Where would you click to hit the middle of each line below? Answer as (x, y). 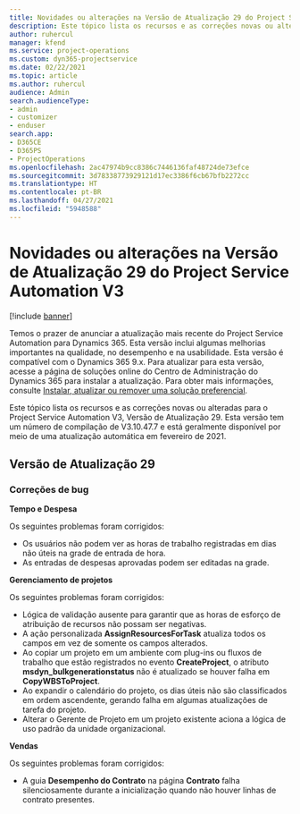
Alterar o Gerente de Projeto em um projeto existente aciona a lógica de (154, 719)
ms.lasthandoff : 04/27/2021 (62, 201)
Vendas (24, 746)
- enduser (28, 126)
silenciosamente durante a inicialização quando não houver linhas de (149, 790)
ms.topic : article (43, 76)
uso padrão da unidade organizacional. (94, 729)
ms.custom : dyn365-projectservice (74, 59)
